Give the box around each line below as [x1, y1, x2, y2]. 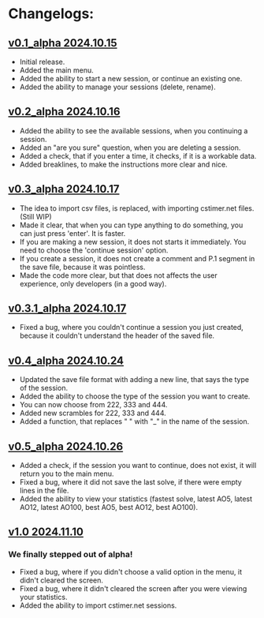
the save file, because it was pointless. [19, 262, 146, 272]
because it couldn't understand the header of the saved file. [19, 331, 215, 340]
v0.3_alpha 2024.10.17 [8, 182, 120, 196]
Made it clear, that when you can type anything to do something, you [19, 220, 244, 230]
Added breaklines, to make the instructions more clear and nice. [19, 159, 228, 169]
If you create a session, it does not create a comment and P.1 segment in [19, 253, 255, 263]
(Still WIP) [19, 212, 53, 221]
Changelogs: [8, 5, 95, 23]
